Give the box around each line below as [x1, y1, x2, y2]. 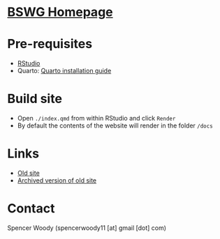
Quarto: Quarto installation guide [17, 67, 112, 75]
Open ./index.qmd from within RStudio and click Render [17, 114, 176, 123]
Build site [7, 91, 63, 107]
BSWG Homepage [7, 4, 113, 20]
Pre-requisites [7, 36, 93, 52]
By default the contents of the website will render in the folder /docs [17, 121, 213, 130]
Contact [7, 201, 55, 217]
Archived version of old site [17, 176, 97, 185]
